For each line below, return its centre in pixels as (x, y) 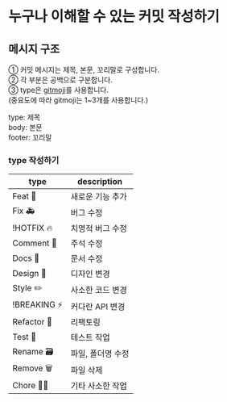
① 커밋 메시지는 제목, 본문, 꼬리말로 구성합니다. (84, 70)
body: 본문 (25, 127)
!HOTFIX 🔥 (33, 228)
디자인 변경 (90, 274)
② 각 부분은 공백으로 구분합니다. (60, 80)
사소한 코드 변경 (99, 290)
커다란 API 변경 (98, 306)
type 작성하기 (34, 160)
